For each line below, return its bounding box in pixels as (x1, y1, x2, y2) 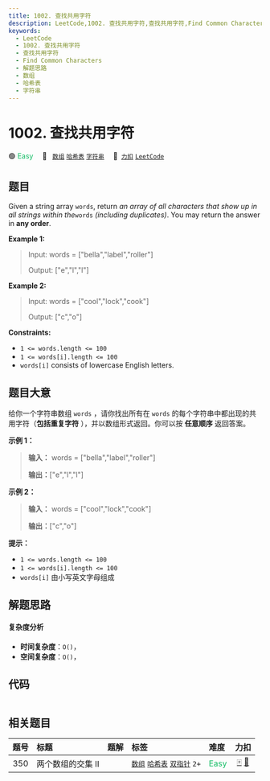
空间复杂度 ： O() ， (19, 652, 81, 661)
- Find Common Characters (15, 57, 103, 65)
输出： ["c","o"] (27, 520, 77, 531)
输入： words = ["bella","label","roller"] (27, 452, 156, 462)
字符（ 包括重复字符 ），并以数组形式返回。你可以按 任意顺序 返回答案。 (14, 418, 251, 428)
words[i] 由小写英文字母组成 (19, 572, 115, 582)
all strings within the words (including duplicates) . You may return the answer (8, 210, 260, 220)
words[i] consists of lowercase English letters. (19, 360, 174, 370)
